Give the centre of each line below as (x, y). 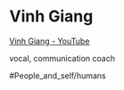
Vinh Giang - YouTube (50, 41)
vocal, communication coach (62, 58)
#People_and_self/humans (58, 75)
